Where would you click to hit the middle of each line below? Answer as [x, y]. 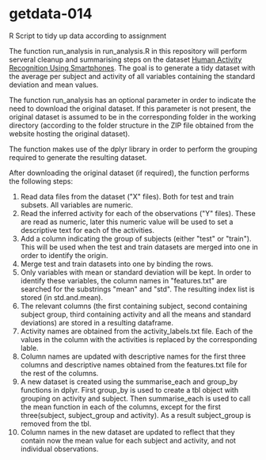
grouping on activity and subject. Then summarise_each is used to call [135, 398]
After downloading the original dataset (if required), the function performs [129, 173]
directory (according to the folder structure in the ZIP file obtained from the [131, 125]
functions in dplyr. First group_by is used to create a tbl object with [129, 390]
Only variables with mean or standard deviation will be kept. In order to [136, 272]
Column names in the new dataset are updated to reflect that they [128, 431]
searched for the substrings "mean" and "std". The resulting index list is [138, 289]
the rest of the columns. [59, 373]
